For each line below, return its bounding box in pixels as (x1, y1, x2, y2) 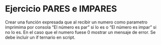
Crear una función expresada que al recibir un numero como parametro (5, 19, 148, 25)
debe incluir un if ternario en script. (5, 34, 76, 40)
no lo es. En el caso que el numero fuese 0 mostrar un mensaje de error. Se (5, 29, 156, 35)
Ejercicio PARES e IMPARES (5, 3, 117, 14)
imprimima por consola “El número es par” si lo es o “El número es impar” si (5, 24, 157, 30)
